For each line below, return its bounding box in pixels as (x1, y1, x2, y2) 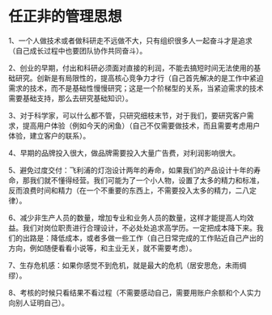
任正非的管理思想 (8, 7, 123, 26)
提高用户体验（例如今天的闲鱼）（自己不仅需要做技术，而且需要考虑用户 (22, 121, 261, 130)
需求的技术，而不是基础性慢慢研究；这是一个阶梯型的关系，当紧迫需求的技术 (8, 83, 264, 93)
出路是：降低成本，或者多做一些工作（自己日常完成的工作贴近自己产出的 (22, 232, 264, 243)
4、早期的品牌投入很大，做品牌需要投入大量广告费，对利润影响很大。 (8, 147, 240, 158)
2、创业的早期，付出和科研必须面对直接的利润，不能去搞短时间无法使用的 (8, 62, 254, 73)
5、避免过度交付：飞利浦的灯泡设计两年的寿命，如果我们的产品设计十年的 (8, 165, 254, 175)
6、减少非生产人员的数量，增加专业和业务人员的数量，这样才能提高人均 (8, 212, 247, 223)
